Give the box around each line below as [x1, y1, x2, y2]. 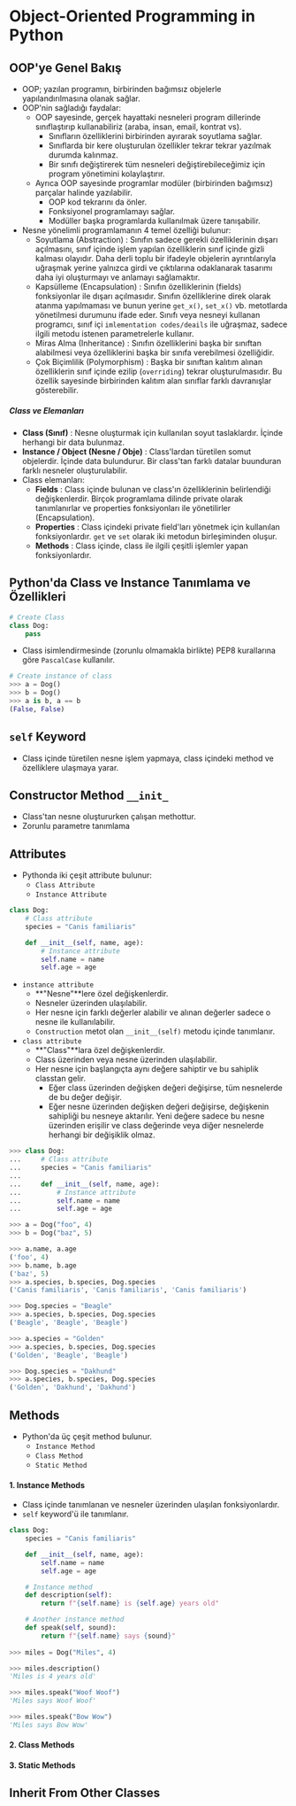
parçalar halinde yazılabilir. [34, 188, 133, 198]
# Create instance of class [9, 671, 113, 681]
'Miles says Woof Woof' [9, 1696, 97, 1706]
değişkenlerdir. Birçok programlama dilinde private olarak [34, 493, 244, 504]
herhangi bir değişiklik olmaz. [48, 1129, 156, 1140]
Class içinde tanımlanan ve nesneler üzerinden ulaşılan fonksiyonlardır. [21, 1500, 280, 1510]
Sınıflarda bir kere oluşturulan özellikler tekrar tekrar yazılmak [48, 140, 272, 151]
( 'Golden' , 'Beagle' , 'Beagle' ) [9, 1351, 128, 1360]
